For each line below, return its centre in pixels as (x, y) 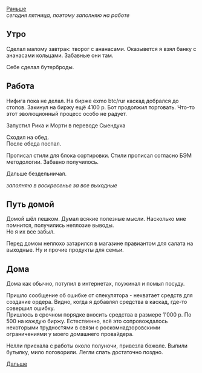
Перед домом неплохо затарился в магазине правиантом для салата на (100, 244)
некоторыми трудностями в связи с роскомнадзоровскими (83, 328)
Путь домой (30, 205)
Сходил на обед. (28, 137)
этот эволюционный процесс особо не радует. (67, 113)
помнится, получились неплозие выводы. (60, 225)
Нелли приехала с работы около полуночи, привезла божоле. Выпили (97, 346)
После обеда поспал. (34, 143)
